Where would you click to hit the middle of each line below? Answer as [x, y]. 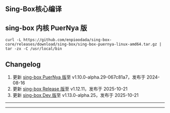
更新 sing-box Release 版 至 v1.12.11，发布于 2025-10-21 [70, 89]
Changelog [23, 64]
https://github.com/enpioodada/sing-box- [68, 40]
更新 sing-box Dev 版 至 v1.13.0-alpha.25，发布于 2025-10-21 [76, 95]
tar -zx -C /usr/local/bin [34, 49]
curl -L [13, 40]
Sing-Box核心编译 [34, 9]
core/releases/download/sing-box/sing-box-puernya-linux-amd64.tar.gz [81, 45]
